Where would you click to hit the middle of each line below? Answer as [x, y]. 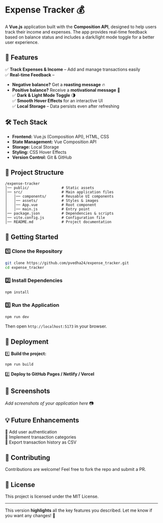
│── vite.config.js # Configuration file [55, 218]
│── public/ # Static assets [50, 188]
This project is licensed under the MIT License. [52, 496]
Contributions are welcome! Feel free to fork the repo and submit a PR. [76, 469]
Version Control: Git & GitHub [42, 157]
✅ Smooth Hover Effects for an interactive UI [57, 100]
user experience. [22, 42]
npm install [17, 292]
